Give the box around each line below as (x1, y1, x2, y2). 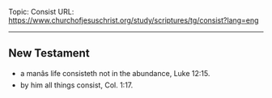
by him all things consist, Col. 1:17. (19, 80, 134, 90)
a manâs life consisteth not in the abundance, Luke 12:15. (19, 68, 210, 78)
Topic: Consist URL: (8, 7, 74, 16)
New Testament (8, 46, 91, 60)
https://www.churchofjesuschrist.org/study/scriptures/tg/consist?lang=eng (8, 15, 259, 25)
